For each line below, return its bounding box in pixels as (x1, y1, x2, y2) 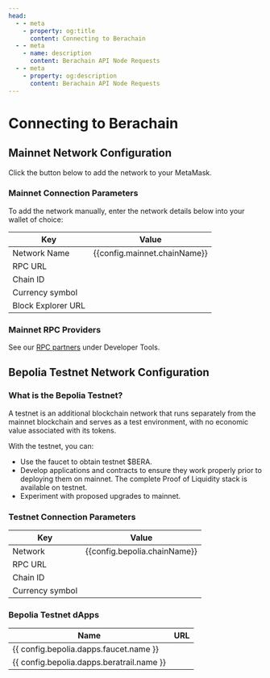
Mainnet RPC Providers (8, 324, 102, 335)
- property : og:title (23, 27, 95, 35)
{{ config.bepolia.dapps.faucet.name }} (12, 643, 160, 655)
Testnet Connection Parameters (8, 511, 136, 522)
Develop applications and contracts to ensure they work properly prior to (19, 465, 262, 475)
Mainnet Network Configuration (8, 146, 172, 160)
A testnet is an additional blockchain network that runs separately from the (8, 408, 256, 418)
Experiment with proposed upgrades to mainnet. (19, 491, 181, 500)
